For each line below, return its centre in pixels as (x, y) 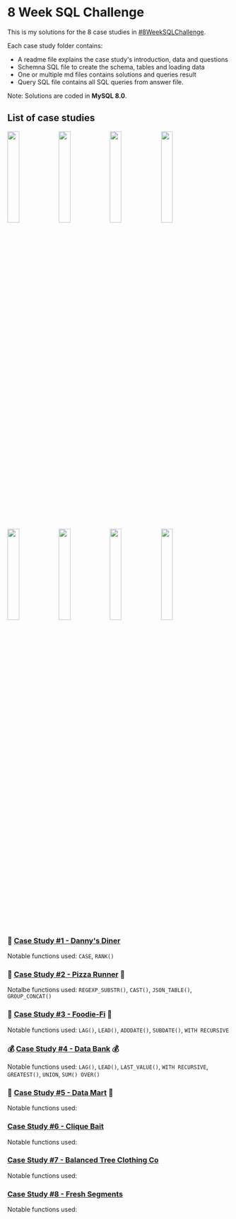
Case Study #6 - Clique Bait (55, 1126)
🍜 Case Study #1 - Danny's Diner (64, 940)
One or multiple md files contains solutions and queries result (107, 74)
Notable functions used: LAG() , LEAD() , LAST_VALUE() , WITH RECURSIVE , (108, 1067)
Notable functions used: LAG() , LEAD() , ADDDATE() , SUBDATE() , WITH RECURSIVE (118, 1030)
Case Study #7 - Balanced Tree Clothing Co (83, 1160)
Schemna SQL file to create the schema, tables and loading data (111, 67)
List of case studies (51, 118)
